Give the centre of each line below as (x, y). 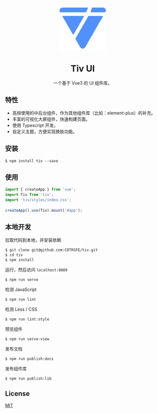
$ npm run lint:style (27, 319)
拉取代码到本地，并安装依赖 (33, 240)
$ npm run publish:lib (28, 378)
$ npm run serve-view (27, 339)
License (17, 393)
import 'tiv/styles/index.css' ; (38, 200)
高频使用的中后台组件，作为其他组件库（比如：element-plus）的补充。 (84, 113)
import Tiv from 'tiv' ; (30, 195)
